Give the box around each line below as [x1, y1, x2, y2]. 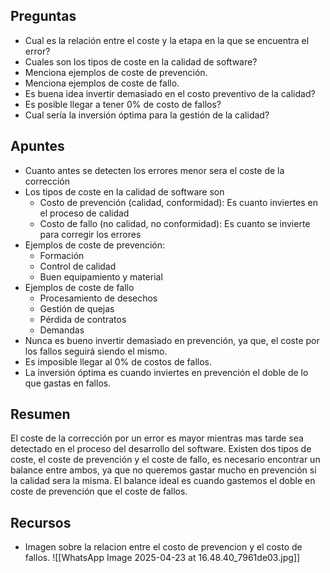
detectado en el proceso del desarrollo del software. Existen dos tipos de [10, 443, 312, 455]
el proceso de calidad [39, 207, 130, 219]
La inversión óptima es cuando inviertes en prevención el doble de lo [24, 366, 309, 378]
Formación [39, 249, 85, 261]
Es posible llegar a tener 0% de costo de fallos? [24, 98, 222, 110]
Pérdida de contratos [39, 313, 127, 325]
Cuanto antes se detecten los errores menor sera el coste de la [24, 164, 285, 176]
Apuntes [10, 138, 65, 155]
